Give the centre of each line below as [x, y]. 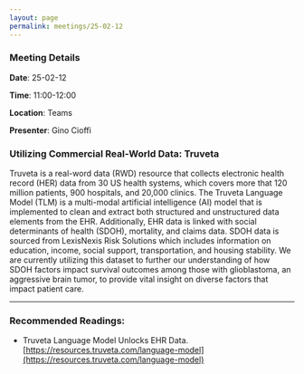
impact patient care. [47, 289]
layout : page [34, 18]
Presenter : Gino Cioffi [51, 130]
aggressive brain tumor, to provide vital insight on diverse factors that [139, 279]
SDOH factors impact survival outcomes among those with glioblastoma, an [150, 270]
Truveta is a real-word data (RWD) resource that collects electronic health [147, 174]
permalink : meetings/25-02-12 [66, 26]
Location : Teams [41, 112]
